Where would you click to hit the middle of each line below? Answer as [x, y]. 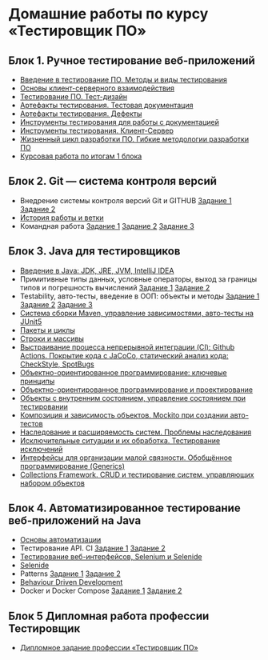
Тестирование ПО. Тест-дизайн [74, 96]
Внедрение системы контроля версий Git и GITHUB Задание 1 [126, 200]
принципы [37, 381]
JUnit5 [31, 322]
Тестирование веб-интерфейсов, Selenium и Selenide [111, 557]
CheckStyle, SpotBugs [57, 364]
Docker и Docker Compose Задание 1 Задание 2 [101, 591]
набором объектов [52, 483]
